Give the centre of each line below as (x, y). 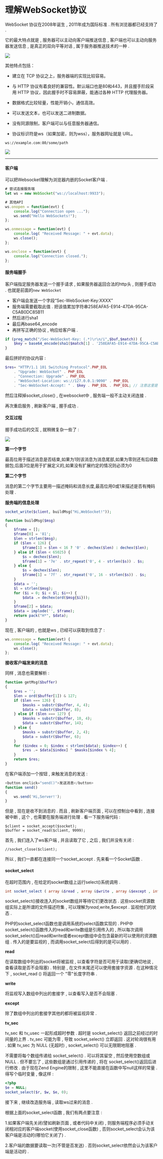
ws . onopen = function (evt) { (34, 207)
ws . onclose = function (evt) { (36, 251)
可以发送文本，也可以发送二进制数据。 (50, 113)
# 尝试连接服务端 (20, 189)
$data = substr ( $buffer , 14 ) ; (53, 723)
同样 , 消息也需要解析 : (27, 673)
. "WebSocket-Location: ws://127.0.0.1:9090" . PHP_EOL (72, 381)
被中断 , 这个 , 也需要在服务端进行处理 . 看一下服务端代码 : (63, 817)
